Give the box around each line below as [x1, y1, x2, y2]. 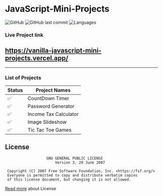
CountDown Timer [27, 95, 69, 101]
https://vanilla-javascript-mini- [5, 47, 102, 55]
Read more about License [5, 185, 57, 191]
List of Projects [5, 74, 41, 81]
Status [7, 86, 23, 93]
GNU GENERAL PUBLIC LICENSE [46, 156, 103, 161]
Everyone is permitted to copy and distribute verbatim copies [7, 173, 138, 178]
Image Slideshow [27, 118, 67, 125]
